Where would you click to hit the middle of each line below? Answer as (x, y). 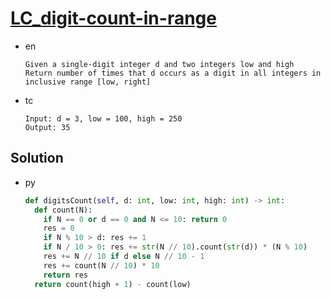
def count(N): (63, 210)
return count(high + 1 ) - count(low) (113, 284)
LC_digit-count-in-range (113, 18)
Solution (37, 158)
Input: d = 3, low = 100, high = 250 (103, 118)
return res (66, 275)
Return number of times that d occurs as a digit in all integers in (173, 73)
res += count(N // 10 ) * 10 (101, 265)
